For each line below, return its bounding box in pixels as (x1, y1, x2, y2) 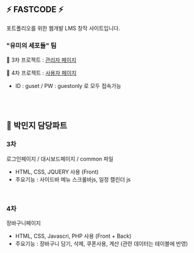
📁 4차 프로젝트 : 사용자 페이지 (6, 69, 77, 77)
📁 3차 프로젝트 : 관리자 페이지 (6, 56, 77, 64)
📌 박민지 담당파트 (6, 120, 67, 131)
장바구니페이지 (6, 219, 41, 227)
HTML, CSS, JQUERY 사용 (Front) (15, 168, 99, 175)
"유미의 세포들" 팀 (6, 41, 57, 50)
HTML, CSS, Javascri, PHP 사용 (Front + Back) (15, 232, 132, 240)
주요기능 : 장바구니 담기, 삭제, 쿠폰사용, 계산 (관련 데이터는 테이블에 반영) (15, 240, 188, 248)
